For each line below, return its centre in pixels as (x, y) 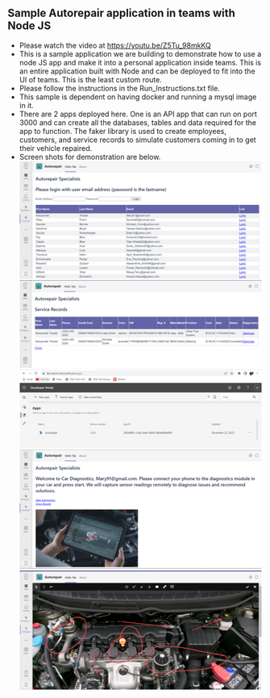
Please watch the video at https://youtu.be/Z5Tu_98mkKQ (115, 45)
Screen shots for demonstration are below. (90, 157)
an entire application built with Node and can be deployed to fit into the (137, 71)
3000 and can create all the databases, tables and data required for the (138, 122)
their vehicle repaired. (56, 148)
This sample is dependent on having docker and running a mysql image (138, 97)
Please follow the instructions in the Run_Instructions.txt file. (120, 88)
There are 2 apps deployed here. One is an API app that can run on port (138, 114)
